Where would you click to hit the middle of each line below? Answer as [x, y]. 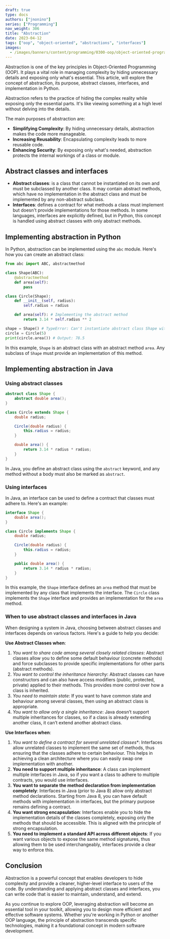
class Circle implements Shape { [40, 531]
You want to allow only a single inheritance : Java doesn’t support [81, 712]
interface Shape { [25, 513]
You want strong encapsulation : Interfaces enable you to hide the [82, 812]
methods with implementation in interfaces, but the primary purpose [84, 801]
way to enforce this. [33, 850]
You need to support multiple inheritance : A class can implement [81, 769]
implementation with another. [43, 764]
